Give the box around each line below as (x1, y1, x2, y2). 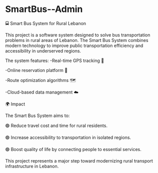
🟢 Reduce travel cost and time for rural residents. (5, 122, 107, 128)
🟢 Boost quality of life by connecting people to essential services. (5, 146, 141, 152)
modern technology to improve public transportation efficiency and (5, 42, 143, 48)
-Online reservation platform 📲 (5, 67, 68, 73)
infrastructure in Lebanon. (5, 163, 59, 169)
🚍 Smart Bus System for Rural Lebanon (5, 20, 86, 26)
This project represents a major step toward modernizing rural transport (5, 157, 153, 163)
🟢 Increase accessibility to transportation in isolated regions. (5, 134, 131, 140)
